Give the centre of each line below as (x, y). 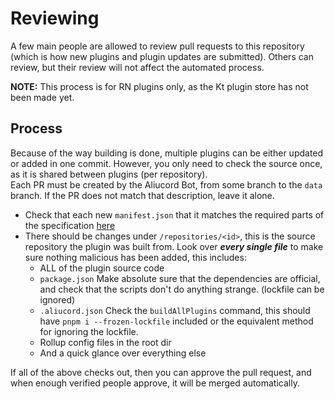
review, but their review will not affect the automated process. (137, 67)
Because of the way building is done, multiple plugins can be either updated (167, 153)
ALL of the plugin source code (102, 268)
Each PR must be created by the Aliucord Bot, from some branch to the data (166, 184)
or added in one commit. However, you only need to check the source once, (166, 163)
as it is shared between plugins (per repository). (109, 174)
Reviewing (55, 18)
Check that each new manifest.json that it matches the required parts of (174, 214)
